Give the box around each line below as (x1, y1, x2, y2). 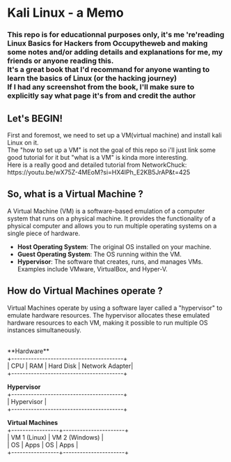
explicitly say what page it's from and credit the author (7, 91, 196, 100)
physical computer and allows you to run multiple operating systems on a (7, 221, 217, 230)
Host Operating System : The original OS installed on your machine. (17, 242, 212, 251)
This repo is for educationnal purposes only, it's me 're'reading (7, 30, 225, 40)
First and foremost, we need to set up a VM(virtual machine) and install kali (7, 131, 222, 139)
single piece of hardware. (7, 229, 81, 237)
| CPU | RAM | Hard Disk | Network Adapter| (7, 362, 134, 370)
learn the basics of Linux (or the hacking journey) (7, 73, 177, 83)
